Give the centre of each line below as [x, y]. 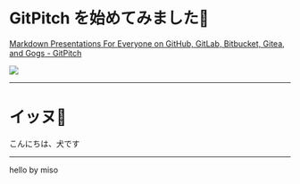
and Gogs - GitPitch [46, 53]
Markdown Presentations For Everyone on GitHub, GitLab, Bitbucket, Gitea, [147, 43]
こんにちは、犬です [45, 143]
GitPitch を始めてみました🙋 [109, 18]
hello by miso [34, 170]
